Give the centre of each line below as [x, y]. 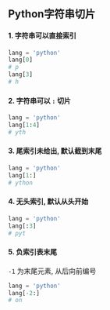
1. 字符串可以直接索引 [42, 35]
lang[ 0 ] [21, 60]
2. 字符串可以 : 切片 [40, 100]
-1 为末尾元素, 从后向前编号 [52, 271]
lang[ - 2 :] [24, 293]
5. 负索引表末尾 [32, 252]
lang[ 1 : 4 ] [24, 125]
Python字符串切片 [52, 14]
